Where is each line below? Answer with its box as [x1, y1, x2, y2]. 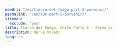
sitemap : [5, 16, 23, 21]
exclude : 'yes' [9, 21, 41, 26]
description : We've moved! [5, 30, 60, 35]
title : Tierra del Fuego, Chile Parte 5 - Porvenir [5, 25, 113, 30]
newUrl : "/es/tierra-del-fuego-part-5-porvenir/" [5, 7, 109, 12]
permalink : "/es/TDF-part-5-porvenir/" [5, 12, 87, 17]
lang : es [5, 35, 23, 40]
